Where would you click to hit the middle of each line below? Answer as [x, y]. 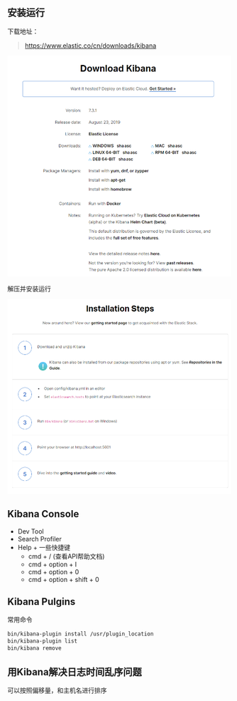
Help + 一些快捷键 [44, 547]
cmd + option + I [53, 564]
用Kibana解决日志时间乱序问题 [75, 672]
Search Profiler [39, 539]
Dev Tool [31, 531]
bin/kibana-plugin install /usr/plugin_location [81, 634]
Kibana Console [43, 514]
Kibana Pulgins [42, 602]
